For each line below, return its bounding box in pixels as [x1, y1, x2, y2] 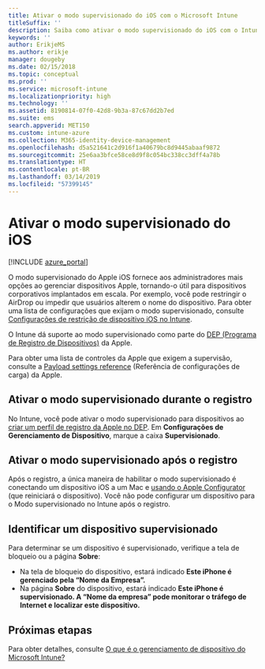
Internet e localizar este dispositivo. [19, 600, 140, 610]
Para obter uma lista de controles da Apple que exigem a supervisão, [8, 353, 233, 363]
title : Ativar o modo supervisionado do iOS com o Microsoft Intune [8, 11, 238, 20]
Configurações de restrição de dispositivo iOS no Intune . [8, 314, 192, 323]
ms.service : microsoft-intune [8, 84, 108, 93]
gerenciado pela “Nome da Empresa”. [19, 575, 146, 585]
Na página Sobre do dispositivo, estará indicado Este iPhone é [19, 584, 224, 593]
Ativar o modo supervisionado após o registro [8, 453, 238, 466]
